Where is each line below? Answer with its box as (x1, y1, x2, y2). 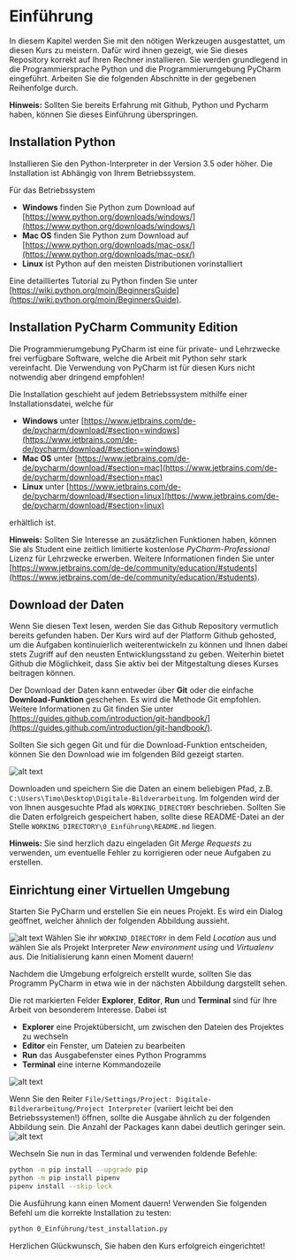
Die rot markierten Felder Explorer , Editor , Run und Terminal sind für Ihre (9, 995, 277, 1006)
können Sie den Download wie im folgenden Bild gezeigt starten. (9, 749, 245, 760)
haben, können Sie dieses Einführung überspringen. (9, 109, 199, 119)
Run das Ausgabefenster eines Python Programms (21, 1050, 207, 1061)
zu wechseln (21, 1031, 69, 1041)
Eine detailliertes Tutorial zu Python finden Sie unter (9, 275, 198, 286)
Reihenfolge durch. (9, 82, 79, 93)
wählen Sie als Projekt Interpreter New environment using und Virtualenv (9, 942, 274, 953)
